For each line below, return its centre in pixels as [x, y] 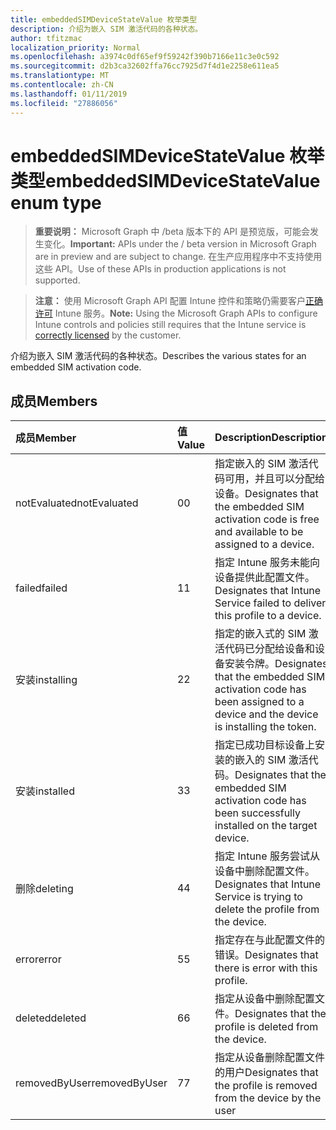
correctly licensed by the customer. [108, 335]
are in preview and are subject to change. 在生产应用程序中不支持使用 [178, 257]
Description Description [271, 438]
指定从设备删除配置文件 [270, 1058]
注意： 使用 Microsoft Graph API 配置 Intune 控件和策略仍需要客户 [170, 301]
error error [38, 959]
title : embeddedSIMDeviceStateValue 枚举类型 [104, 19]
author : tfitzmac [46, 38]
